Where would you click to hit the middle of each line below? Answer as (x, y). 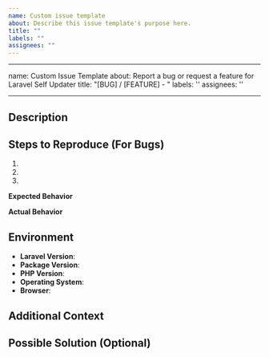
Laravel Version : (48, 257)
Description (38, 117)
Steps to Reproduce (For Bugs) (86, 144)
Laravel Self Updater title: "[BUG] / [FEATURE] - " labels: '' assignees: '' (126, 84)
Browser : (35, 290)
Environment (41, 237)
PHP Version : (42, 274)
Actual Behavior (36, 212)
